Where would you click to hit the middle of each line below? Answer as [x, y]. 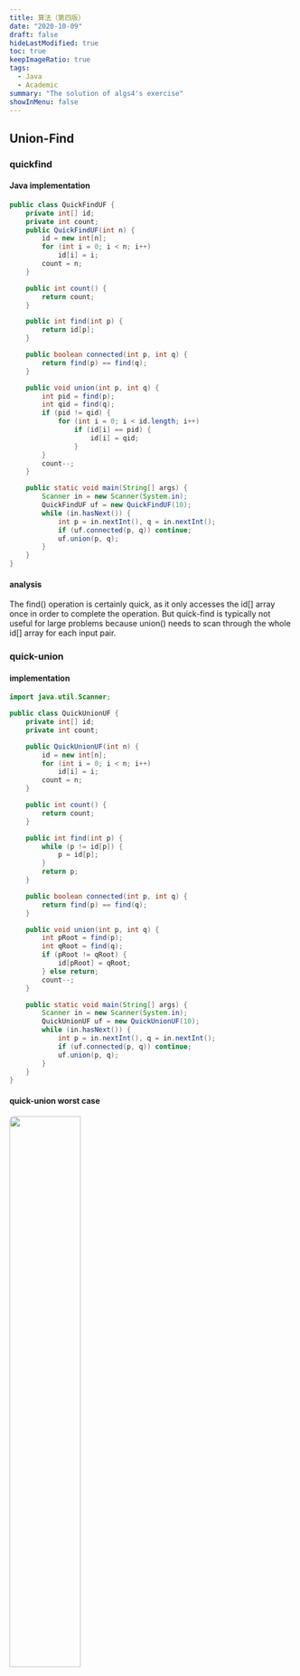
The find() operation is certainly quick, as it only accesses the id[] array [142, 604]
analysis [26, 584]
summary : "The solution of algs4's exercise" [96, 93]
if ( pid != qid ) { [76, 413]
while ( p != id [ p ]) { [83, 846]
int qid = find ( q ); [79, 405]
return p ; [60, 872]
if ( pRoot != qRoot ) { [84, 955]
